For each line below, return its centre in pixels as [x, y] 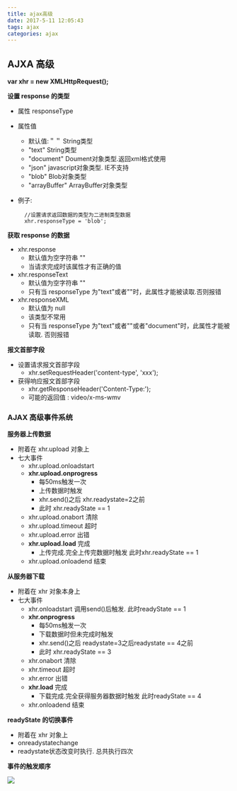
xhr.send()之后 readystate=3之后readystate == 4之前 [116, 643]
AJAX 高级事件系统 [40, 417]
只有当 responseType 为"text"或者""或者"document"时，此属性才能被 [129, 326]
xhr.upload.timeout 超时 [63, 526]
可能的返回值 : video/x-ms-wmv [75, 397]
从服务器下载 [26, 576]
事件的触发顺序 [29, 766]
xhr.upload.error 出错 [59, 535]
